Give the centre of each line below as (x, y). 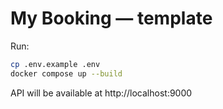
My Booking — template (111, 18)
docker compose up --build (66, 73)
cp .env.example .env (55, 64)
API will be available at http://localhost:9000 (101, 93)
